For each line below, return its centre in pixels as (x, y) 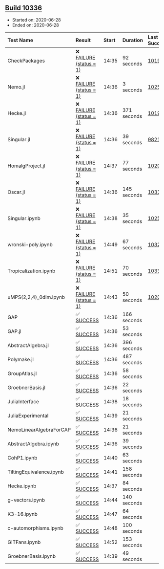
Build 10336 (24, 8)
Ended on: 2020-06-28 (36, 25)
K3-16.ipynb (23, 514)
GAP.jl (14, 331)
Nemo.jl (16, 87)
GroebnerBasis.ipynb (32, 556)
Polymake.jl (21, 359)
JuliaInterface (23, 401)
